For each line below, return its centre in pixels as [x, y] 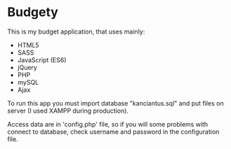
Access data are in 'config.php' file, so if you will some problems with [108, 124]
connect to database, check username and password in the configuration [113, 132]
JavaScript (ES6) [42, 59]
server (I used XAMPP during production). [68, 111]
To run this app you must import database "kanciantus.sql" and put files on [115, 103]
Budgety [33, 12]
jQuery [27, 67]
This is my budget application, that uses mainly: [76, 31]
